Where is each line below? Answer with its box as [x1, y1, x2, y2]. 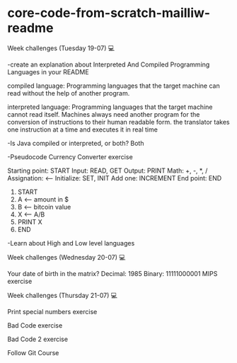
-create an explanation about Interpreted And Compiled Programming [7, 60, 210, 69]
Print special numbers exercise [7, 307, 98, 316]
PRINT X [17, 217, 42, 226]
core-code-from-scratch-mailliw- [7, 5, 211, 21]
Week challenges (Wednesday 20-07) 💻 [7, 253, 126, 261]
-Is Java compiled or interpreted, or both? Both [7, 139, 144, 147]
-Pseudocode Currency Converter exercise [7, 152, 133, 161]
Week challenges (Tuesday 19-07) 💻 [7, 44, 115, 52]
